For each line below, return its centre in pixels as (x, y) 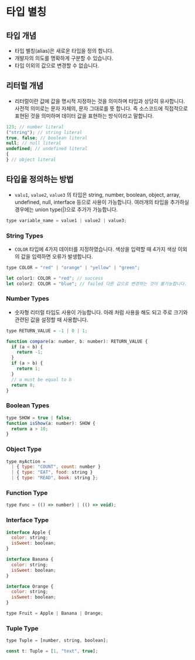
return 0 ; (23, 385)
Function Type (27, 493)
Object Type (24, 449)
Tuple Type (23, 628)
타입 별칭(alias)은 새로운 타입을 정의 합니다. (64, 51)
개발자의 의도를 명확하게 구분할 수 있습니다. (64, 58)
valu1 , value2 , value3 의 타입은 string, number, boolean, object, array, (97, 195)
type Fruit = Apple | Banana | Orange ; (55, 614)
